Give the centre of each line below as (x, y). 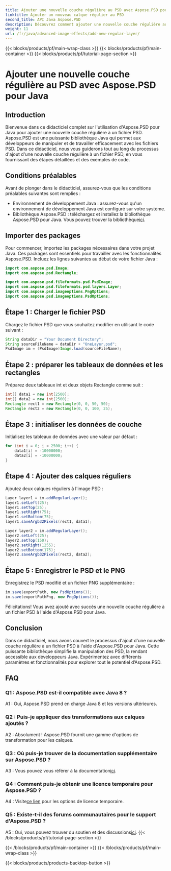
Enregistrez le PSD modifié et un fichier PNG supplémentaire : (70, 583)
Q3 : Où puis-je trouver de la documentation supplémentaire (81, 753)
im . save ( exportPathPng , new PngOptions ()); (52, 597)
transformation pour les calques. (39, 740)
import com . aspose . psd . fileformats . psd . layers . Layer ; (64, 287)
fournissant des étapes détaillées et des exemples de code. (68, 160)
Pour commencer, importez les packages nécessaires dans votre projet (80, 248)
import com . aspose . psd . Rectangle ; (42, 273)
